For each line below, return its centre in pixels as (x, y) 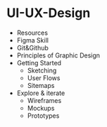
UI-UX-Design (49, 13)
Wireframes (44, 100)
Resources (32, 33)
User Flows (44, 78)
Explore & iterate (41, 93)
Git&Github (32, 48)
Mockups (41, 108)
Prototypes (43, 116)
